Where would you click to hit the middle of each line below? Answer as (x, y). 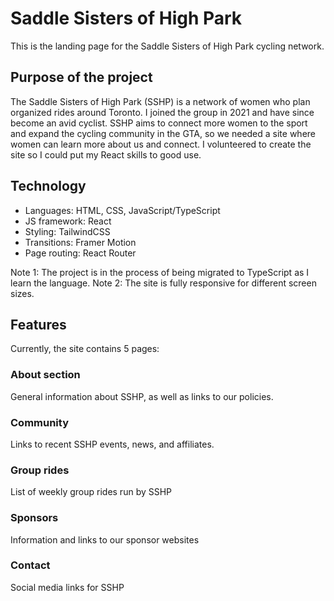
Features (38, 324)
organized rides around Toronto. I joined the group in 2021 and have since (162, 112)
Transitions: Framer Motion (80, 242)
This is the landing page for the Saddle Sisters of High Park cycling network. (167, 46)
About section (45, 375)
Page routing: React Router (80, 253)
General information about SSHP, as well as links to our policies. (142, 396)
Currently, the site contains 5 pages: (85, 349)
